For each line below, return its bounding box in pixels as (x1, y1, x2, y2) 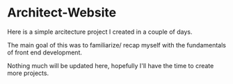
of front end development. (7, 48, 82, 56)
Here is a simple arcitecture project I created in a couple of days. (7, 28, 193, 36)
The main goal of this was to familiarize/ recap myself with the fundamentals (7, 41, 226, 49)
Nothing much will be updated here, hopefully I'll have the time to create (7, 61, 214, 70)
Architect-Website (7, 5, 117, 21)
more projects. (7, 69, 49, 77)
